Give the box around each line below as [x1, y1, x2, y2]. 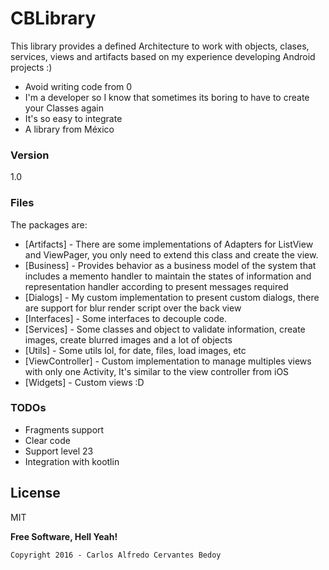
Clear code [24, 434, 71, 446]
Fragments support [24, 423, 105, 436]
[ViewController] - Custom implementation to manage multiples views [24, 355, 312, 367]
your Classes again [24, 102, 104, 114]
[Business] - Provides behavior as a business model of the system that [24, 259, 317, 271]
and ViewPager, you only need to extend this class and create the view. [24, 248, 319, 261]
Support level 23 [24, 445, 94, 457]
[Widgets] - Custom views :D [24, 376, 145, 388]
